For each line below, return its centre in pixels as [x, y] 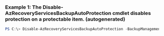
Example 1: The [23, 7]
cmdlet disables [132, 13]
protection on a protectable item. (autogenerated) [65, 19]
